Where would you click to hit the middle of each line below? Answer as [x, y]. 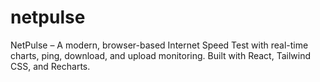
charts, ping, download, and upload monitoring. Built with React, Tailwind [161, 55]
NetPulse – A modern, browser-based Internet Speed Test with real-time [159, 45]
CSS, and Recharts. [50, 66]
